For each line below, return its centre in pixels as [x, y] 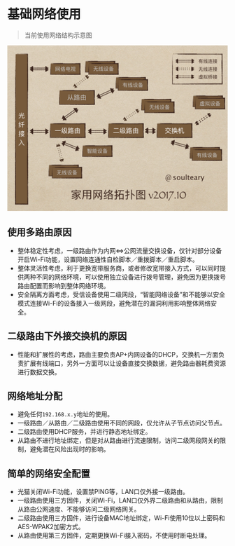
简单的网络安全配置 [49, 473]
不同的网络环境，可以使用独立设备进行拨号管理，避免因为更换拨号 [131, 277]
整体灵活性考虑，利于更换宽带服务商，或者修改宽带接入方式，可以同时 [119, 268]
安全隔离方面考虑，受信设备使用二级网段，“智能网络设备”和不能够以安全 [121, 294]
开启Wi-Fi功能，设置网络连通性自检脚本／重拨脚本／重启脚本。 [108, 259]
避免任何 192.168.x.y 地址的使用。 [65, 414]
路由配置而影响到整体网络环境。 [63, 285]
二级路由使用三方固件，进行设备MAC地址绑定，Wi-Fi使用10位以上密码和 [121, 518]
